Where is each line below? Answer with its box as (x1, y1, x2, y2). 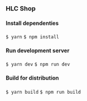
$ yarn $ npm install (5, 34, 59, 40)
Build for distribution (5, 74, 59, 82)
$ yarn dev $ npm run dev (5, 61, 71, 68)
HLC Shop (5, 4, 36, 13)
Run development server (5, 47, 70, 54)
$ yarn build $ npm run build (5, 89, 82, 95)
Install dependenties (5, 19, 59, 27)
